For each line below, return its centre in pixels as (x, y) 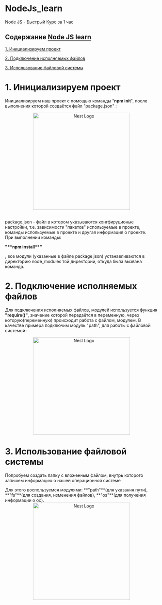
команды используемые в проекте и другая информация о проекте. (76, 232)
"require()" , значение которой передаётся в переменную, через (72, 315)
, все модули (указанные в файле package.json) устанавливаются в (75, 256)
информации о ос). (25, 500)
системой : (16, 330)
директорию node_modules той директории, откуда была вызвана (73, 261)
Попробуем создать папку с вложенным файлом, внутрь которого (74, 475)
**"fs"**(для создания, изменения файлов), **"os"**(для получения (75, 495)
